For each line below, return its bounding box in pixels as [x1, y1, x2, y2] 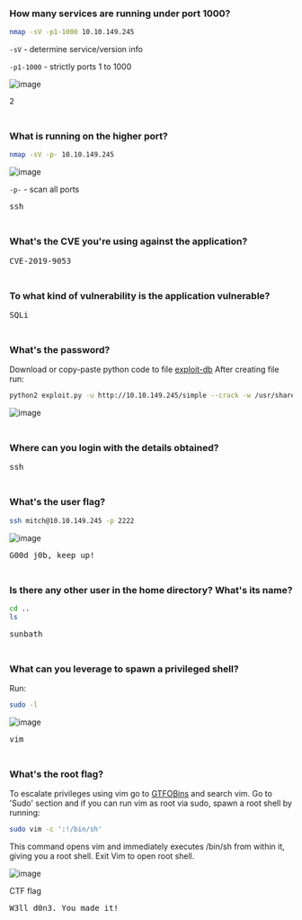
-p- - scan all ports [9, 184, 80, 195]
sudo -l [9, 700, 39, 709]
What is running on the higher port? [9, 130, 168, 142]
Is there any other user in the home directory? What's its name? [9, 583, 293, 596]
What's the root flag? [9, 768, 104, 780]
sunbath [9, 628, 43, 639]
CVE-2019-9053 [9, 256, 72, 266]
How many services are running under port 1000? [9, 7, 231, 20]
